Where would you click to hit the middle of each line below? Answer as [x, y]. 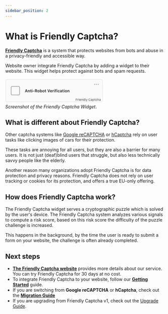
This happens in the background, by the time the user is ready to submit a [82, 235]
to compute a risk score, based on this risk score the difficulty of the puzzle [84, 220]
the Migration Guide [34, 295]
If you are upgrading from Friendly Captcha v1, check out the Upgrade [86, 301]
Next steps [23, 256]
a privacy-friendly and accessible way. [45, 56]
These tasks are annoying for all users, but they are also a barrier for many [83, 150]
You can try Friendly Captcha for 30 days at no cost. [67, 274]
